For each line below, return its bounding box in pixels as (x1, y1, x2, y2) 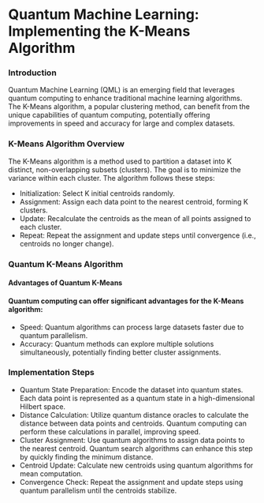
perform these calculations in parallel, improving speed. (19, 426, 201, 436)
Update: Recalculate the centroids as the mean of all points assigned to (19, 213, 251, 223)
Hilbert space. (19, 401, 65, 411)
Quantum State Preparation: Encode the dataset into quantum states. (19, 385, 244, 394)
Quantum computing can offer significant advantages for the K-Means (8, 296, 244, 306)
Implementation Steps (8, 367, 95, 378)
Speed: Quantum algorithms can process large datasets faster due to (19, 322, 244, 332)
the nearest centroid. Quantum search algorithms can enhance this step (19, 444, 254, 453)
